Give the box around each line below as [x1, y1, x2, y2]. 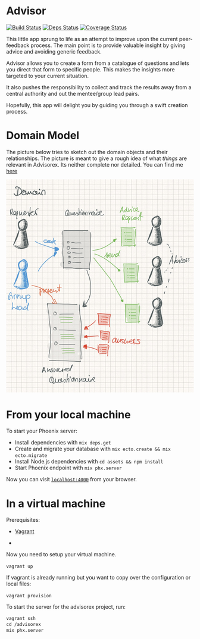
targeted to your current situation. [6, 72, 89, 79]
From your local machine [6, 408, 131, 421]
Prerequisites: [6, 516, 40, 524]
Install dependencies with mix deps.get [14, 439, 111, 446]
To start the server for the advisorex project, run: [6, 603, 126, 610]
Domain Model [6, 129, 80, 142]
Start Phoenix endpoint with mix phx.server [14, 464, 122, 471]
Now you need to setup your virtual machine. [6, 551, 117, 558]
